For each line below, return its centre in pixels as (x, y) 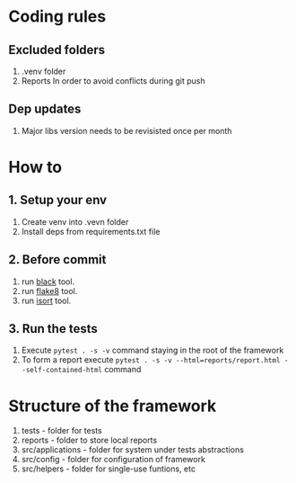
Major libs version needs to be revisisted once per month (126, 130)
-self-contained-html (61, 371)
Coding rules (57, 17)
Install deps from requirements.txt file (91, 231)
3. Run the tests (53, 329)
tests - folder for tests (61, 431)
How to (35, 167)
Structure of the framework (113, 406)
